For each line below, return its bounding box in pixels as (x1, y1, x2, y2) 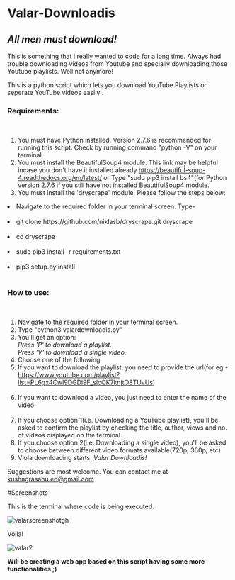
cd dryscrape (16, 233, 55, 241)
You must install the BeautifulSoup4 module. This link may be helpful (17, 158, 218, 167)
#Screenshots (7, 488, 48, 497)
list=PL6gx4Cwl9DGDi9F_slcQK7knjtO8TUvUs (17, 378, 154, 386)
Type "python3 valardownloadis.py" (17, 325, 122, 334)
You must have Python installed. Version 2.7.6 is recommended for (17, 136, 211, 145)
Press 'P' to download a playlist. (17, 340, 112, 349)
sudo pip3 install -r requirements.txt (16, 247, 121, 256)
